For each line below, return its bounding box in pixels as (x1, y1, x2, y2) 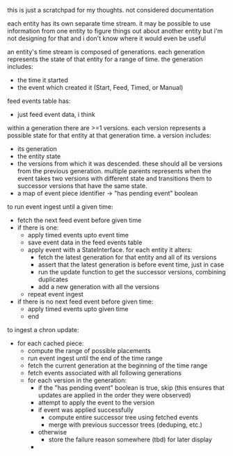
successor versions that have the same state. (17, 182, 147, 190)
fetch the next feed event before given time (17, 216, 142, 224)
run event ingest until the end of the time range (27, 354, 163, 362)
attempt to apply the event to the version (38, 398, 155, 407)
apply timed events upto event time (27, 231, 129, 239)
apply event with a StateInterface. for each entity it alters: (27, 246, 193, 253)
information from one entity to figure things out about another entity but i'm (7, 27, 223, 35)
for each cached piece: (17, 339, 84, 347)
